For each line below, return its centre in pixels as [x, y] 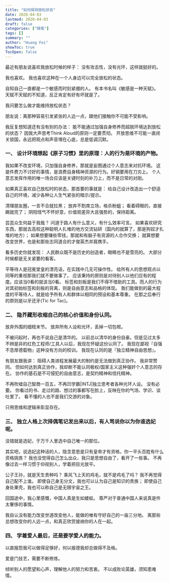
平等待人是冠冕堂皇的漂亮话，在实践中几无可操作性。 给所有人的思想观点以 [83, 269]
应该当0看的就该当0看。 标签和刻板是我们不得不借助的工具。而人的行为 [88, 282]
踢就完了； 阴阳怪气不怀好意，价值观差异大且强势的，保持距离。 [72, 212]
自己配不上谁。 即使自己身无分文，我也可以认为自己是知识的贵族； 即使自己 [83, 481]
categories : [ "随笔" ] [27, 29]
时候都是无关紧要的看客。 [32, 258]
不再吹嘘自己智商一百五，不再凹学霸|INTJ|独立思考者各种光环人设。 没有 [80, 384]
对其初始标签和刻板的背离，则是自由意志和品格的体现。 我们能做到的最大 [81, 288]
